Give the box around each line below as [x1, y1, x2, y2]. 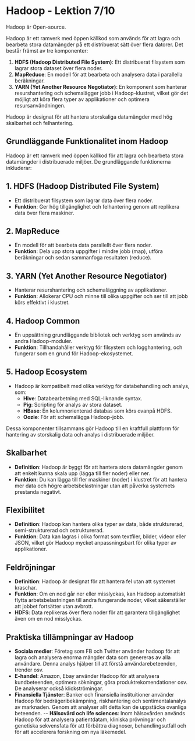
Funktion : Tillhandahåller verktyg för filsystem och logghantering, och [14, 344, 183, 351]
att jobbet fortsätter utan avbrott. [14, 603, 93, 610]
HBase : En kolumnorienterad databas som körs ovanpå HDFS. [23, 407, 172, 414]
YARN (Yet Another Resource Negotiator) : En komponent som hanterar [14, 83, 187, 90]
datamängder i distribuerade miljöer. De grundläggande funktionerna [6, 158, 171, 165]
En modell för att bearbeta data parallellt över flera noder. [14, 241, 153, 249]
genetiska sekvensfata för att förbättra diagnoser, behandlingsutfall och [14, 722, 187, 729]
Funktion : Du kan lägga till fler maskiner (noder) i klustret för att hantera [14, 476, 187, 483]
